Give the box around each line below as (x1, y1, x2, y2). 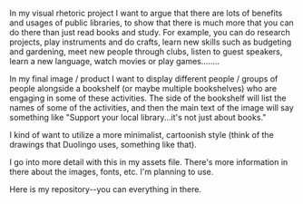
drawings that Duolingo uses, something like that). (9, 140, 197, 150)
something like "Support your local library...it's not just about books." (9, 112, 267, 122)
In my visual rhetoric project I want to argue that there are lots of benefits (9, 8, 283, 18)
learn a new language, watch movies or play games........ (9, 56, 220, 66)
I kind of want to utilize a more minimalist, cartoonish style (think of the (9, 130, 274, 140)
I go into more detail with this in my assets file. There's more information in (9, 157, 288, 167)
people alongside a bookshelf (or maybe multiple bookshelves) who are (9, 83, 278, 93)
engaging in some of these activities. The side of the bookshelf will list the (9, 92, 288, 103)
